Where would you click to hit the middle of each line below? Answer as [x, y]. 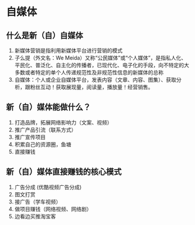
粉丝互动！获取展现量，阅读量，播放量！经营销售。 [92, 87]
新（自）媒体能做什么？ [48, 107]
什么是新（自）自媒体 [45, 35]
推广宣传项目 [30, 137]
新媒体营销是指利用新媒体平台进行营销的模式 [69, 51]
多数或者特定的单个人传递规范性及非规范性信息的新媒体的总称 [89, 72]
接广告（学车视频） [38, 202]
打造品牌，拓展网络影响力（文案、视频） [63, 122]
